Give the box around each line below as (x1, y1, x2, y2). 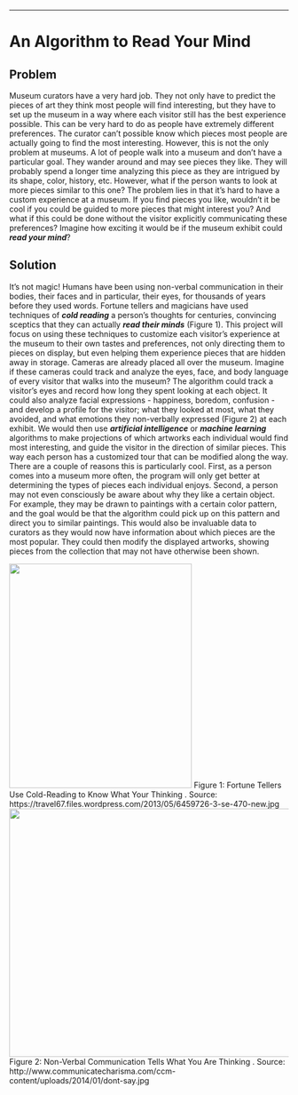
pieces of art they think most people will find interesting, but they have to (9, 100, 277, 110)
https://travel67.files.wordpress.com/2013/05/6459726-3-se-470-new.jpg (9, 798, 280, 809)
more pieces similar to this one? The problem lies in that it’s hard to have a (9, 185, 280, 196)
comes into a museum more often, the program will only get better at (9, 470, 260, 481)
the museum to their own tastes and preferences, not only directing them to (9, 338, 286, 348)
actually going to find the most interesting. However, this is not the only (9, 138, 269, 148)
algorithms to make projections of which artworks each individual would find (9, 432, 288, 443)
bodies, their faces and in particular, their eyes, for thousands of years (9, 291, 266, 301)
